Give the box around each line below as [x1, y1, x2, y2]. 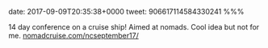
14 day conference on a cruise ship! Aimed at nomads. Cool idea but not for [8, 22, 260, 31]
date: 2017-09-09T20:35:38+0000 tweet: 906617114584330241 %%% [8, 7, 245, 16]
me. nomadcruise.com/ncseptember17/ [8, 31, 139, 40]
